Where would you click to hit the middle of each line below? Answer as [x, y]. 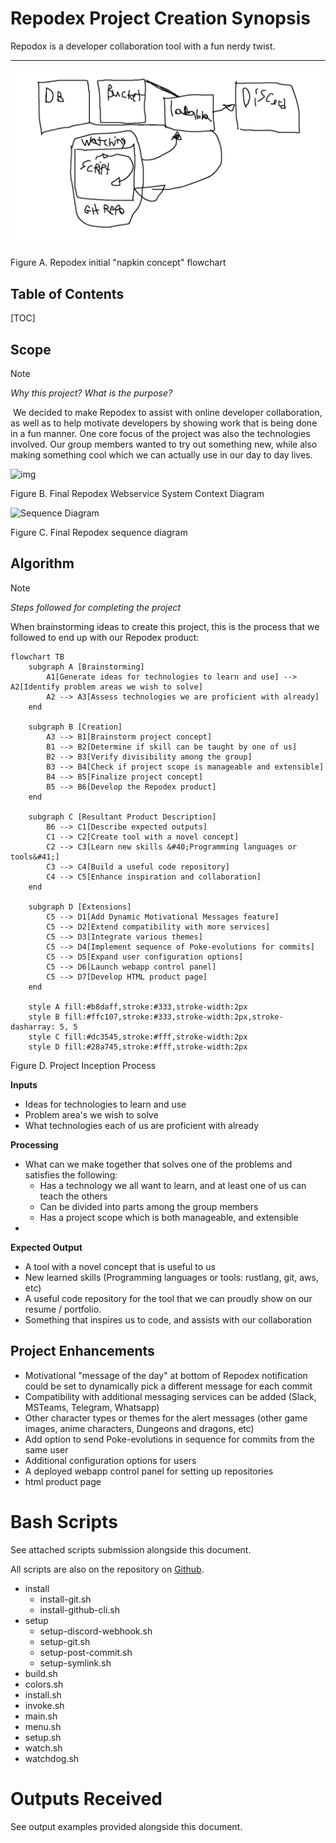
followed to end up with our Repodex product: [105, 637]
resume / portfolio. [63, 1309]
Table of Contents [67, 293]
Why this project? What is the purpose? [91, 393]
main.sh [41, 1716]
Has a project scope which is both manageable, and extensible [169, 1217]
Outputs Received [86, 1798]
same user [46, 1449]
